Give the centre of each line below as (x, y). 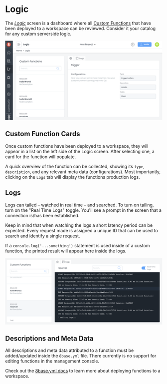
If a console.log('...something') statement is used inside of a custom (78, 245)
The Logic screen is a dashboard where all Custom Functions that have (78, 23)
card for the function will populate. (41, 157)
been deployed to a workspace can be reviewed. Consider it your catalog (81, 28)
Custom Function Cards (43, 134)
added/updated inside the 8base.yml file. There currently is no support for (81, 356)
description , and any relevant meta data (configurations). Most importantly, (83, 172)
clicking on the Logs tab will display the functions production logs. (73, 177)
